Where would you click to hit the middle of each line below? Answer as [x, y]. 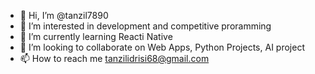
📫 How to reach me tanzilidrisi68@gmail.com [114, 58]
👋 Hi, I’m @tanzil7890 [64, 15]
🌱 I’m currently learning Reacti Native [96, 36]
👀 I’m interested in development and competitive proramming [145, 26]
